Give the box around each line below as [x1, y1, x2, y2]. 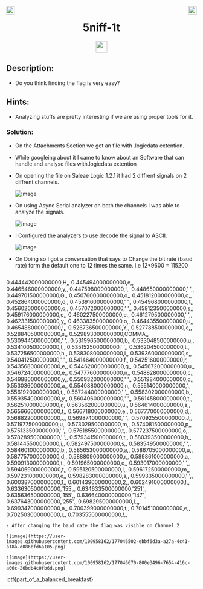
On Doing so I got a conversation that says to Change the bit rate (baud [14, 255, 193, 263]
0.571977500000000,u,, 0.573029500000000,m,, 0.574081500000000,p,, [6, 420, 192, 428]
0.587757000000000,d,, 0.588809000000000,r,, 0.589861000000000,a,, [6, 453, 192, 460]
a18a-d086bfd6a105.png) [6, 544, 66, 550]
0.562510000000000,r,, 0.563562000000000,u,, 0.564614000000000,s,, [6, 401, 191, 408]
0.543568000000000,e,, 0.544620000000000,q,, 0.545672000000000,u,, [6, 362, 195, 369]
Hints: [6, 97, 30, 107]
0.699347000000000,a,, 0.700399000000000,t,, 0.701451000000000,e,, [6, 504, 191, 511]
